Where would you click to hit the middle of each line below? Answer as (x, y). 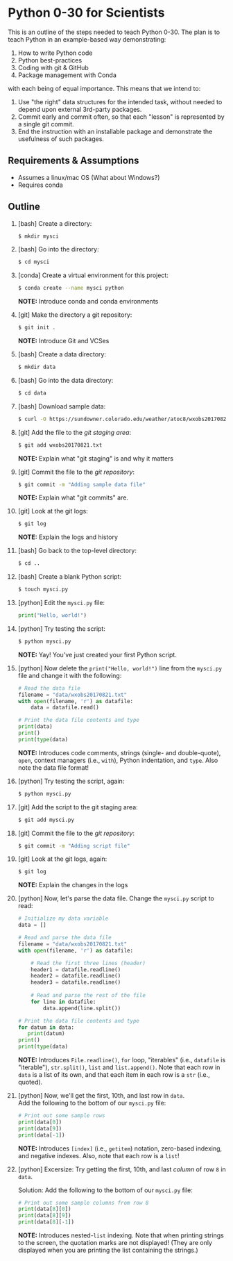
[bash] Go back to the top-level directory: (77, 551)
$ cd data (32, 393)
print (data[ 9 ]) (40, 1128)
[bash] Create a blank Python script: (70, 577)
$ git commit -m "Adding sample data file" (82, 484)
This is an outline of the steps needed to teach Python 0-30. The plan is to (114, 32)
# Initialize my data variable (63, 918)
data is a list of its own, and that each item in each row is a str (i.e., (114, 1075)
